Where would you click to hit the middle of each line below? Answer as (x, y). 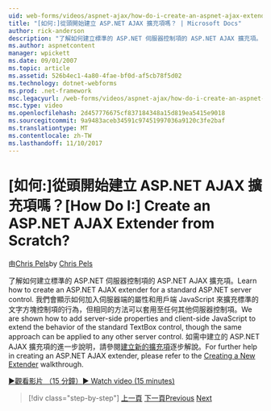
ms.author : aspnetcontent (52, 46)
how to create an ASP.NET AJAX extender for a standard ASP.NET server (130, 290)
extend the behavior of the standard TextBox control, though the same (125, 327)
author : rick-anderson (46, 31)
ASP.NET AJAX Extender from (112, 223)
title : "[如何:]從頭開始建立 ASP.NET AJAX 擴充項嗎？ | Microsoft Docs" (125, 23)
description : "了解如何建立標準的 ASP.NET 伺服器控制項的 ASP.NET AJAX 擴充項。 (135, 38)
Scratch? (39, 241)
